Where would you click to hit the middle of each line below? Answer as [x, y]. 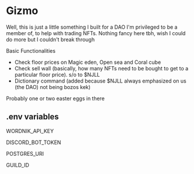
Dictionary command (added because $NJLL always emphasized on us [101, 81]
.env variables [33, 117]
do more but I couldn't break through [51, 39]
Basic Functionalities [31, 50]
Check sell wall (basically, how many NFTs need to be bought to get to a [101, 68]
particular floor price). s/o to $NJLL [57, 74]
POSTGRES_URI [25, 153]
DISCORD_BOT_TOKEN [34, 142]
